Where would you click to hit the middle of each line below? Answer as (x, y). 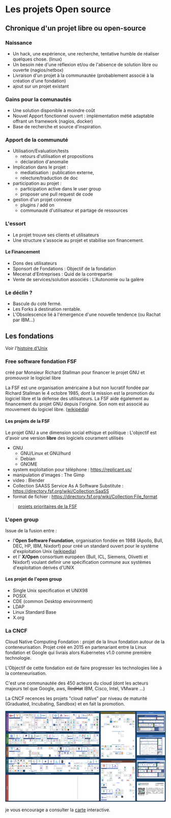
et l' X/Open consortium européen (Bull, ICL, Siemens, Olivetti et (80, 557)
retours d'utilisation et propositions (57, 156)
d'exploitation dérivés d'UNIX (44, 567)
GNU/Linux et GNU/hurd (46, 453)
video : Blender (28, 480)
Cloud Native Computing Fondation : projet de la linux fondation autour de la (85, 642)
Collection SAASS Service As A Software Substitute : (68, 485)
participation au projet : (37, 183)
